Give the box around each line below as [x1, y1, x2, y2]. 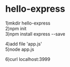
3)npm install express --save [5, 31, 65, 37]
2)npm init [5, 25, 27, 31]
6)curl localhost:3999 [5, 56, 51, 62]
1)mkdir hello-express [5, 20, 51, 26]
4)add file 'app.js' [5, 40, 42, 47]
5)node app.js [5, 46, 34, 52]
